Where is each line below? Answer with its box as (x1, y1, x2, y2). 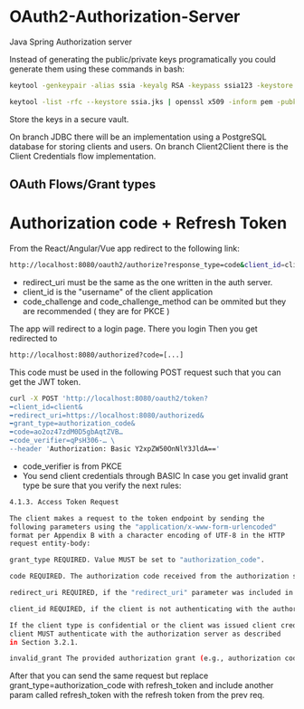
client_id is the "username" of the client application (22, 286, 214, 297)
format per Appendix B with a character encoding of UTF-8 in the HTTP (9, 531, 285, 540)
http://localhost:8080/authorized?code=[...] (9, 350, 184, 359)
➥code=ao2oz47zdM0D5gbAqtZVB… (9, 427, 124, 436)
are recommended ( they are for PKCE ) (22, 305, 170, 316)
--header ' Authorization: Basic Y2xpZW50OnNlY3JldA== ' (9, 445, 221, 454)
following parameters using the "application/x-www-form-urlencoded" (9, 522, 278, 532)
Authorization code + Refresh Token (9, 213, 288, 234)
